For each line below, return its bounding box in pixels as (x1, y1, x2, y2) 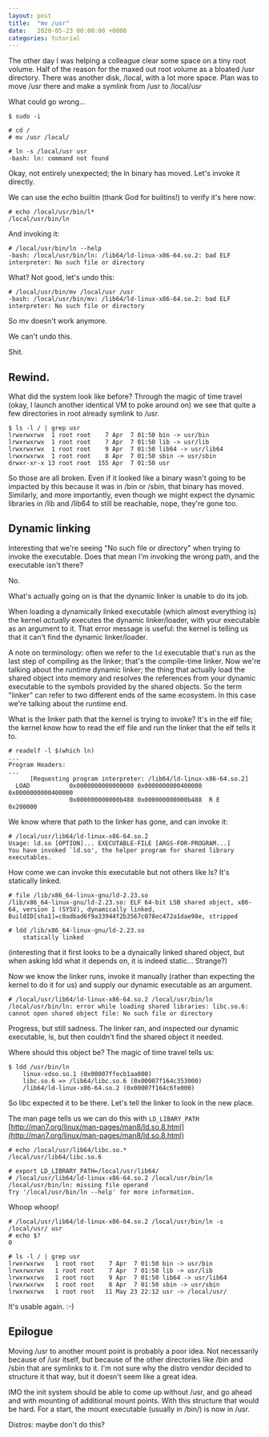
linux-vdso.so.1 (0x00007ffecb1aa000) (22, 1070, 152, 1078)
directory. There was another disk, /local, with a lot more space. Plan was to (8, 73, 259, 82)
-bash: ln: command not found (8, 155, 110, 163)
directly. (8, 177, 35, 187)
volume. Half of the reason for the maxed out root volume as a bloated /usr (8, 65, 255, 74)
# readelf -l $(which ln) (8, 746, 94, 755)
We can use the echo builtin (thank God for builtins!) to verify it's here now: (8, 193, 256, 203)
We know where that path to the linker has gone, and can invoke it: (8, 817, 228, 826)
